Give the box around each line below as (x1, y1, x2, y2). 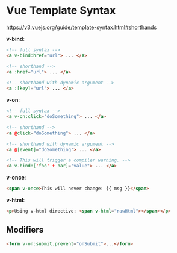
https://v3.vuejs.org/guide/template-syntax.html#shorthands (6, 23, 157, 31)
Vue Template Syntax (6, 4, 116, 17)
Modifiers (6, 225, 44, 235)
